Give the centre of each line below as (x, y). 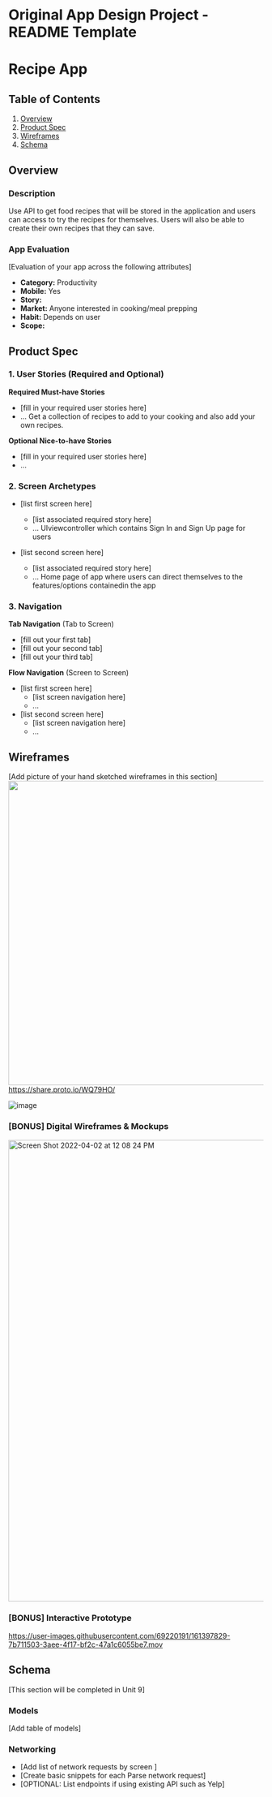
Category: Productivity (59, 282)
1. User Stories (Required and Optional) (86, 374)
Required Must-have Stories (57, 392)
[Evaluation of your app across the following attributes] (100, 267)
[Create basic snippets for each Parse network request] (113, 1776)
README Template (73, 32)
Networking (32, 1749)
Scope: (32, 325)
